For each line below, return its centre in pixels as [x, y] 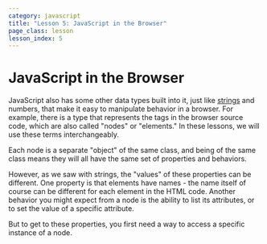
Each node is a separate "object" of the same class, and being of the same [132, 151]
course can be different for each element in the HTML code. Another [122, 192]
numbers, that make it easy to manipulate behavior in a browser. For [121, 109]
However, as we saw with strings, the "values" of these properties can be [130, 175]
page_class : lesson [41, 31]
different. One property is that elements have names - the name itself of [127, 183]
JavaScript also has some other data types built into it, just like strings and [131, 101]
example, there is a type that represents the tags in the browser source [126, 118]
